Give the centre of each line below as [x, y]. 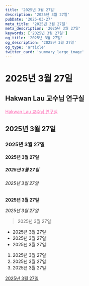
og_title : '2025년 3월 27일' [34, 38]
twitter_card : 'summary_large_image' [45, 52]
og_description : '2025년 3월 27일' [41, 43]
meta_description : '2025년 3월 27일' [43, 29]
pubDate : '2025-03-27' [29, 19]
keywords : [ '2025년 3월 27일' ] [36, 33]
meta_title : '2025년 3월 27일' [36, 24]
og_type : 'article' [26, 47]
